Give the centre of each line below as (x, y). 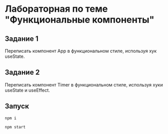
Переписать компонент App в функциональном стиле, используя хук (81, 51)
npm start (15, 127)
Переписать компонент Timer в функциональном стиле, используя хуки (84, 84)
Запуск (17, 106)
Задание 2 (22, 72)
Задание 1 (22, 39)
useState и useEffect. (27, 90)
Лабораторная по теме (56, 9)
